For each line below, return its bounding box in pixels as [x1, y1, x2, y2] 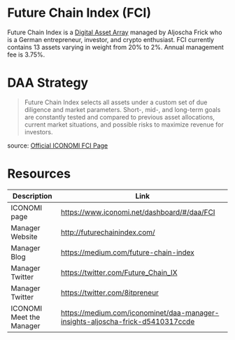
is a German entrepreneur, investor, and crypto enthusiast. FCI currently [7, 35, 215, 43]
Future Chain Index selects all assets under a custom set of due [24, 98, 208, 106]
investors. [24, 127, 53, 136]
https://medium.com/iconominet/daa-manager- [60, 308, 220, 318]
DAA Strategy [7, 75, 89, 91]
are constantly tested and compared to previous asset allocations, [24, 113, 215, 121]
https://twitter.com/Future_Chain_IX [60, 267, 178, 277]
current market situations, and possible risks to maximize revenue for [24, 120, 224, 129]
